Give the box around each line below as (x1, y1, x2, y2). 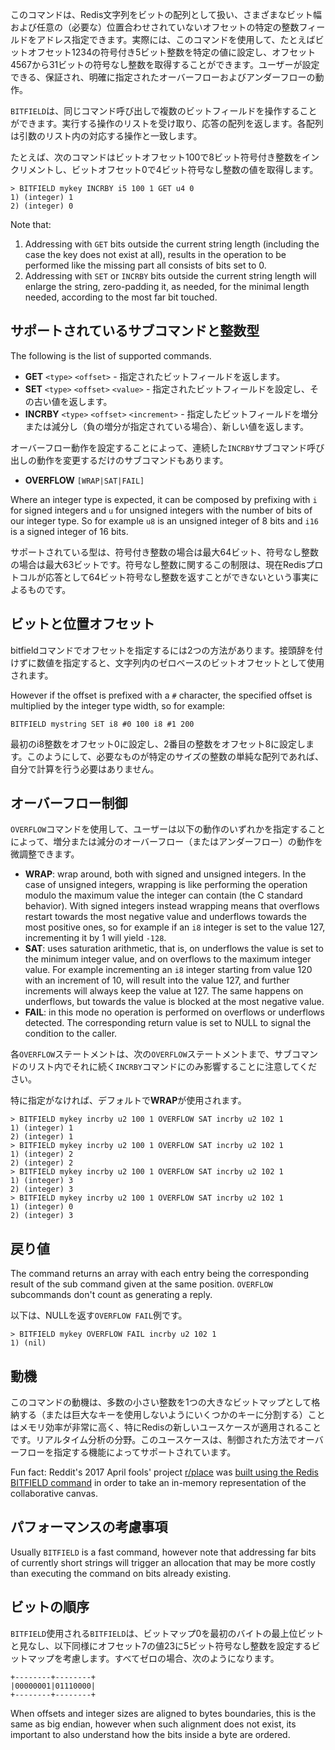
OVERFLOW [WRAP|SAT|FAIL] (24, 474, 145, 486)
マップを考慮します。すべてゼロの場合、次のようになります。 (27, 1652, 280, 1664)
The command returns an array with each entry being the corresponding (10, 1268, 310, 1280)
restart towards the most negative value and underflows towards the (24, 911, 308, 923)
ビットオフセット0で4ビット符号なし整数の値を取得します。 (71, 164, 319, 175)
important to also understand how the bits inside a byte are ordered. (10, 1728, 291, 1740)
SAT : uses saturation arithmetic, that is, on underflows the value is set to (24, 943, 325, 955)
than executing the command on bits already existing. (10, 1567, 232, 1579)
